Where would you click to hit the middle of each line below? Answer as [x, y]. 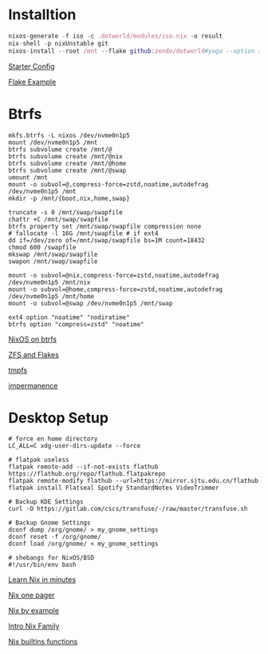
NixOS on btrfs [33, 339]
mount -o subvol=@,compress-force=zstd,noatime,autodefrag [108, 184]
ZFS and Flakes [34, 354]
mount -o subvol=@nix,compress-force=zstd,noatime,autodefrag [114, 275]
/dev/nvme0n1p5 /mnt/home [51, 296]
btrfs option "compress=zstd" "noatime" [77, 324]
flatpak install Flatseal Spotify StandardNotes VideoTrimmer [114, 488]
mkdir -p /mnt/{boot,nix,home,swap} [69, 198]
